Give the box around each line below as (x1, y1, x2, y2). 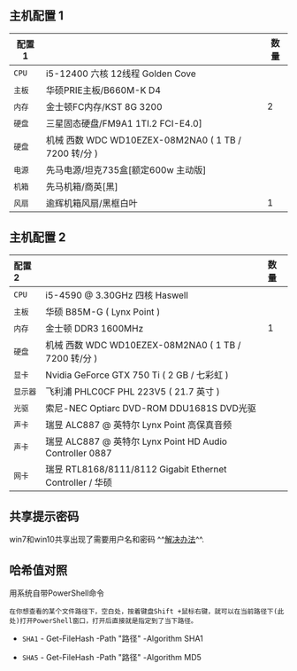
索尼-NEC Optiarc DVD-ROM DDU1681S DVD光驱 (45, 402, 256, 414)
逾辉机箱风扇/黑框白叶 (45, 197, 139, 209)
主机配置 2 (9, 230, 66, 246)
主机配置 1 (9, 8, 65, 24)
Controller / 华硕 (45, 476, 113, 488)
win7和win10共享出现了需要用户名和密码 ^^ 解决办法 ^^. (9, 534, 205, 545)
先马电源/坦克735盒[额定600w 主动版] (45, 163, 207, 176)
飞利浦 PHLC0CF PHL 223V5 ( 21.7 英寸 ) (45, 385, 221, 397)
